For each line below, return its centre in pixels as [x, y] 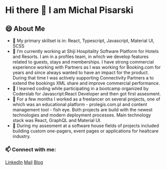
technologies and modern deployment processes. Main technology [82, 115]
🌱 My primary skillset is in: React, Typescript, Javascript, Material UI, [83, 40]
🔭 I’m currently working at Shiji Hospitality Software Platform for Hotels [86, 51]
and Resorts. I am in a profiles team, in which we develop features [80, 56]
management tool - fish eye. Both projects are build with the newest [82, 110]
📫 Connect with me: [31, 149]
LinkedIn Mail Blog [24, 162]
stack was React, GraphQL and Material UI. [57, 120]
